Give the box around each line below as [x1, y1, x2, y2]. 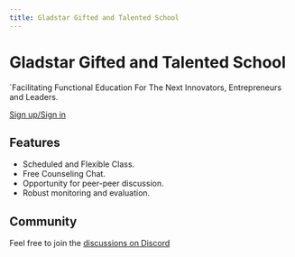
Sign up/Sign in [9, 109, 66, 120]
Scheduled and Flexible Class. [22, 159, 135, 170]
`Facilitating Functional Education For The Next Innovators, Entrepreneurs [9, 82, 282, 93]
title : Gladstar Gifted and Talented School [9, 13, 180, 23]
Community [9, 214, 78, 229]
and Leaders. [9, 91, 59, 102]
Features [9, 134, 60, 150]
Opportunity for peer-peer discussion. [22, 178, 164, 189]
